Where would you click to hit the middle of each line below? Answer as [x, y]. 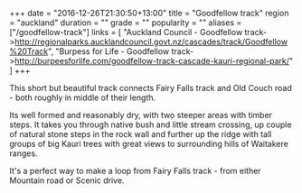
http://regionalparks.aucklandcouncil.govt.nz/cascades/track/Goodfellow [151, 41]
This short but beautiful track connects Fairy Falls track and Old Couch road [151, 88]
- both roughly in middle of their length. [83, 97]
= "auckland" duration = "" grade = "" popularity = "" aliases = [126, 23]
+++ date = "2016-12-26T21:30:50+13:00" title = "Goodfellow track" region [149, 13]
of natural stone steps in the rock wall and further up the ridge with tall [141, 134]
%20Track [29, 51]
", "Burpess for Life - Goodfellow [109, 51]
